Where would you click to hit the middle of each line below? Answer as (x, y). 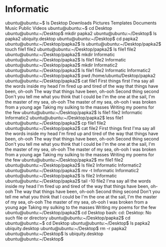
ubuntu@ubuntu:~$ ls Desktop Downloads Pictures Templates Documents (81, 23)
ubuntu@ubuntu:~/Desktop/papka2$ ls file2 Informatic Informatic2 (73, 165)
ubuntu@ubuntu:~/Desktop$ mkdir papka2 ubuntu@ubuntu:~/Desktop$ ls (81, 33)
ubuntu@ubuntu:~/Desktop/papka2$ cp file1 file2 (55, 123)
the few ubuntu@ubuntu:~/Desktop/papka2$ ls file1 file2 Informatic (74, 112)
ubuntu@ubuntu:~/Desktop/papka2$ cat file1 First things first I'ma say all (80, 81)
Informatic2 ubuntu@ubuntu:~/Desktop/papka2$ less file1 (64, 118)
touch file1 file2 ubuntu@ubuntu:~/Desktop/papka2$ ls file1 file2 (71, 49)
